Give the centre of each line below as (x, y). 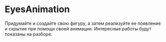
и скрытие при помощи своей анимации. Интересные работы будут (78, 28)
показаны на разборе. (29, 34)
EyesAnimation (37, 9)
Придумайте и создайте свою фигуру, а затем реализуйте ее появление (83, 23)
